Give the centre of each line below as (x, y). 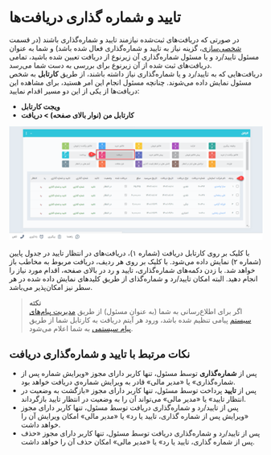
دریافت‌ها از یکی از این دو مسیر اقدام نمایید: (74, 91)
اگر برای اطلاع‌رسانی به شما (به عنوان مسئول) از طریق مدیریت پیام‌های (135, 312)
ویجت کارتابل (40, 106)
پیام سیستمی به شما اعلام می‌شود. (81, 329)
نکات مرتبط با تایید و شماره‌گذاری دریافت (100, 354)
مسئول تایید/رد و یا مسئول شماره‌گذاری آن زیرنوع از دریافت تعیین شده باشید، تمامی (134, 56)
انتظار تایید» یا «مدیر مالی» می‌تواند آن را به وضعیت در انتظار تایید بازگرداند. (133, 399)
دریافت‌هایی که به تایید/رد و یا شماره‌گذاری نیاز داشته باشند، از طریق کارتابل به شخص (136, 73)
